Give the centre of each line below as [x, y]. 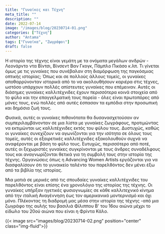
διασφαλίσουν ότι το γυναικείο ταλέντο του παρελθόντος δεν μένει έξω [80, 165]
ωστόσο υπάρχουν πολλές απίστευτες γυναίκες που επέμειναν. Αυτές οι [80, 87]
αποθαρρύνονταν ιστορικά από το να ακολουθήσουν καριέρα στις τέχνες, [82, 82]
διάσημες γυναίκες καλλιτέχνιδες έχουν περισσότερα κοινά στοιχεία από [81, 92]
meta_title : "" [21, 14]
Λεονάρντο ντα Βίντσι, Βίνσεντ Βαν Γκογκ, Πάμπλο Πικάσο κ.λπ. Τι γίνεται [82, 66]
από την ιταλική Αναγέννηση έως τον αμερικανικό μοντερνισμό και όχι [79, 195]
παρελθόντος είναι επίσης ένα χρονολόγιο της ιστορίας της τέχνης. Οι [79, 185]
